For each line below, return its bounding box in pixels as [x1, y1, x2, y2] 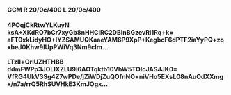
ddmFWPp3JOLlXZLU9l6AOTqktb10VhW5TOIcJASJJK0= [7, 65, 177, 74]
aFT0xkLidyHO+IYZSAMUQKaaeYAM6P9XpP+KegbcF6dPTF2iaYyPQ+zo [7, 35, 225, 44]
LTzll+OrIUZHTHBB [7, 58, 64, 66]
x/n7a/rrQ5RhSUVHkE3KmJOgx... [7, 80, 109, 88]
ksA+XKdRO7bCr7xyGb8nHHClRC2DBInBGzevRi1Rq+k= [7, 28, 174, 37]
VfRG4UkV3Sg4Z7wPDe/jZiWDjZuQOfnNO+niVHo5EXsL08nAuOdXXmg [7, 73, 224, 81]
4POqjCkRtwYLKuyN [7, 21, 70, 29]
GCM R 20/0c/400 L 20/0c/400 [7, 6, 101, 14]
